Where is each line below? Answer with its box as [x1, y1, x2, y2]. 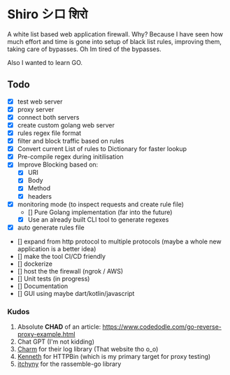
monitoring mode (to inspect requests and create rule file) [17, 200, 184, 208]
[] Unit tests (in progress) [17, 274, 90, 283]
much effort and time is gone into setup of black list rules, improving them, [7, 37, 222, 45]
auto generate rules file [17, 223, 85, 232]
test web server [17, 97, 63, 106]
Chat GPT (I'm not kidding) [17, 337, 95, 346]
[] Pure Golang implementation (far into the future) [27, 208, 173, 216]
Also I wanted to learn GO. [7, 58, 82, 66]
